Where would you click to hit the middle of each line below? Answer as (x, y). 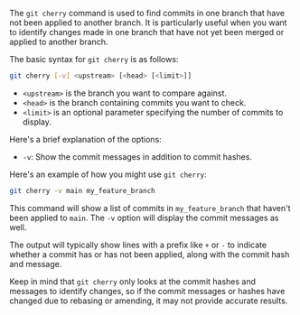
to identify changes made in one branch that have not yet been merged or (147, 32)
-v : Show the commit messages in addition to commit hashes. (137, 156)
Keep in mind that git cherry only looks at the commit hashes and (132, 281)
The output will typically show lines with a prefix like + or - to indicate (138, 245)
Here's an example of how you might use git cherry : (108, 174)
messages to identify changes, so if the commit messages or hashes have (147, 291)
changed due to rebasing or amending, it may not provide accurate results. (149, 301)
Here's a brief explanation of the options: (86, 139)
